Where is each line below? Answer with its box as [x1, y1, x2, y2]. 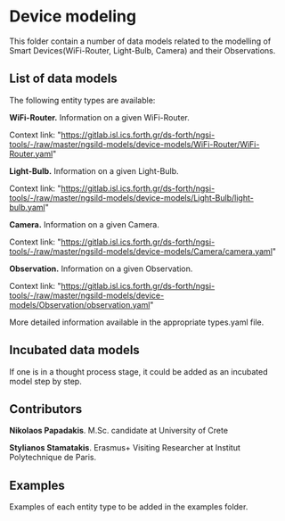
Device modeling [9, 6, 136, 27]
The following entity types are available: [9, 95, 156, 105]
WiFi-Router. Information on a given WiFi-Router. [9, 112, 190, 122]
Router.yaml [9, 148, 53, 159]
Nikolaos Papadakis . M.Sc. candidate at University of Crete [9, 426, 229, 436]
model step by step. [9, 376, 82, 386]
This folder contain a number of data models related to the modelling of [9, 36, 272, 46]
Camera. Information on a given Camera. [9, 219, 160, 229]
